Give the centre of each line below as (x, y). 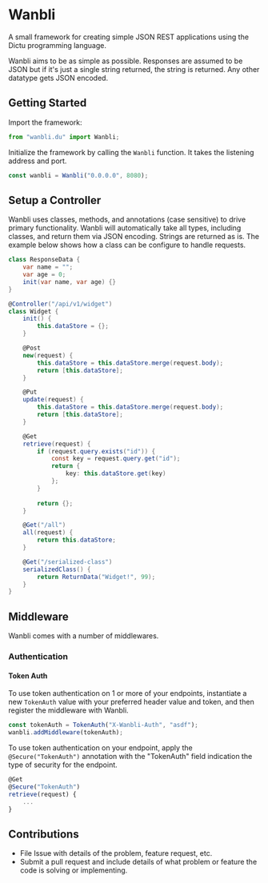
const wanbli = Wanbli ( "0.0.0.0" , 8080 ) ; (78, 175)
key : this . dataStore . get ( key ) (116, 473)
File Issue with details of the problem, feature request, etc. (116, 853)
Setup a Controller (55, 200)
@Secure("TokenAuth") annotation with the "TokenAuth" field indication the (130, 756)
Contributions (44, 834)
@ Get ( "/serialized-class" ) (68, 561)
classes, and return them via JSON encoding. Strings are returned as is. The (134, 237)
